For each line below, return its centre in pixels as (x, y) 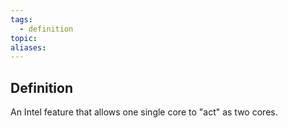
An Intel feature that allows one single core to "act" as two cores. (144, 112)
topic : (24, 38)
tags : (21, 19)
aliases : (28, 47)
